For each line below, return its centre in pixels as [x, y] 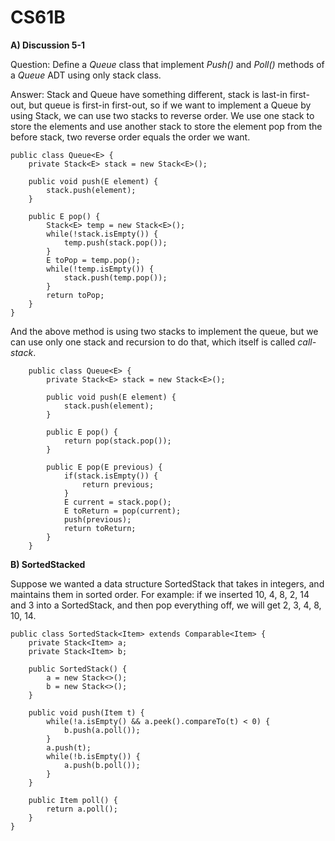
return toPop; [75, 295]
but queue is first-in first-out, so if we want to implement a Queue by [170, 105]
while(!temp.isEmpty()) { [100, 269]
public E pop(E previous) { [104, 467]
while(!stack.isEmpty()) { [102, 234]
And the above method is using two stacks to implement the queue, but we [164, 331]
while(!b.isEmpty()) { [93, 756]
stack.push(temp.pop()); [115, 277]
